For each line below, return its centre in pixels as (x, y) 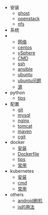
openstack (29, 19)
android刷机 (30, 201)
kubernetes (22, 171)
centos (25, 48)
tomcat (25, 126)
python (17, 93)
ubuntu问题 (29, 81)
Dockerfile (28, 154)
